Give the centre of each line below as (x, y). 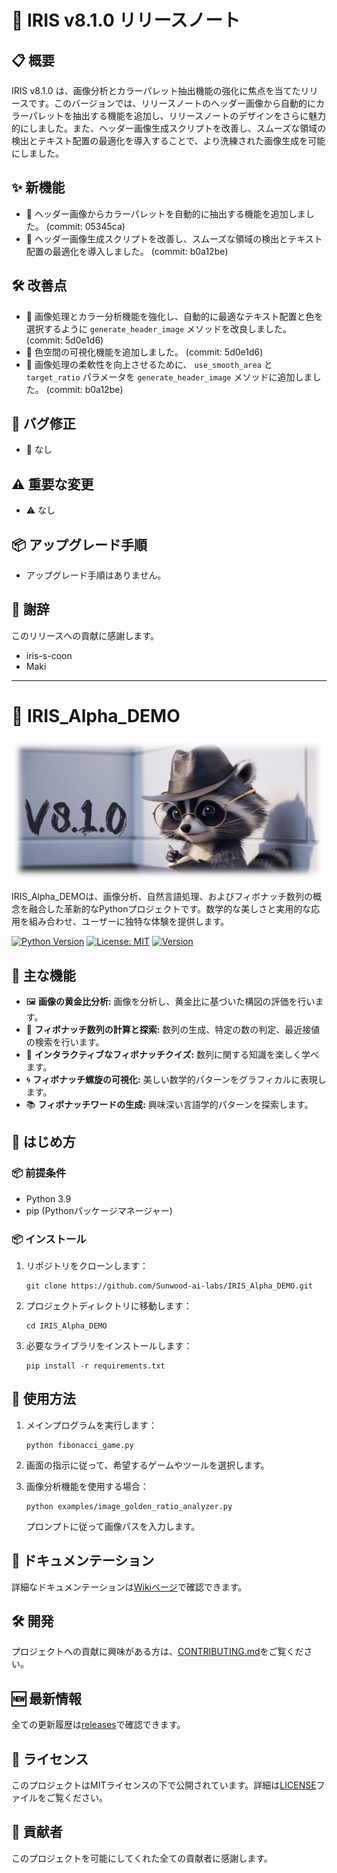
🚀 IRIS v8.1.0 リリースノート (126, 20)
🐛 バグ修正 (43, 424)
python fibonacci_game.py (79, 1445)
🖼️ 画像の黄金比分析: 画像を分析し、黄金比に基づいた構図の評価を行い (170, 1002)
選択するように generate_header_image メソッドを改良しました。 (159, 328)
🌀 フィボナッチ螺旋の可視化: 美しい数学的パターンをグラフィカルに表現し (176, 1080)
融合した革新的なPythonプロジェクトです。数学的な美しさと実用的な (170, 909)
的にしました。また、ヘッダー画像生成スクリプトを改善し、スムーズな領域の (169, 128)
